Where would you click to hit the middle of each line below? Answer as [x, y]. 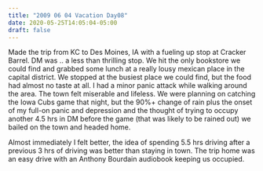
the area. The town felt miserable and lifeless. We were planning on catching [132, 94]
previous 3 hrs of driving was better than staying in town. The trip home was [131, 151]
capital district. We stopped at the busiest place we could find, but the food [130, 77]
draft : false [29, 30]
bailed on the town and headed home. [69, 127]
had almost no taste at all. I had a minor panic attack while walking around [128, 85]
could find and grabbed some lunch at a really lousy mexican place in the [126, 69]
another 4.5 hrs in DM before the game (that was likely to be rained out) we [130, 119]
